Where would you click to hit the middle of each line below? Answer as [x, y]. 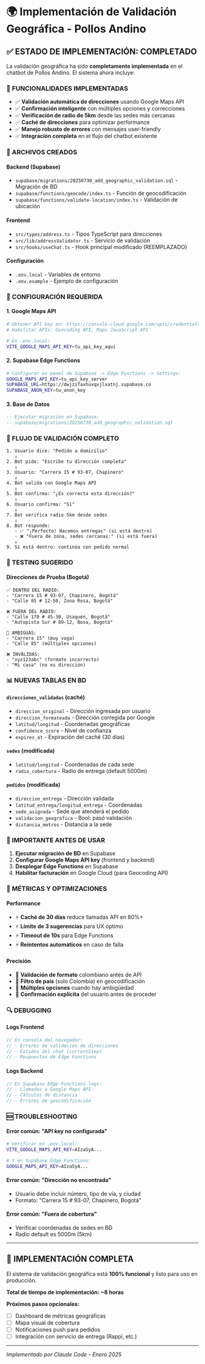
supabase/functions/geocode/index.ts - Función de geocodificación [101, 194]
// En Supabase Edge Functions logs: [54, 1084]
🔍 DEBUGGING [29, 1010]
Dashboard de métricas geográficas [60, 1316]
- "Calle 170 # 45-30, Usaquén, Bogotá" [59, 617]
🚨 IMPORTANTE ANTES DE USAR [56, 840]
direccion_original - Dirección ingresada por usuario [83, 711]
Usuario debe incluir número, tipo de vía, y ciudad [78, 1194]
